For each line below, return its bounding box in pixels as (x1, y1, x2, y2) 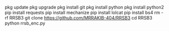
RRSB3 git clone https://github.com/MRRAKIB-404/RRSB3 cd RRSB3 (9, 15, 153, 20)
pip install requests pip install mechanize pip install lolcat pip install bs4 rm (5, 9, 160, 15)
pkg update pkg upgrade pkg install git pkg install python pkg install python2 (5, 4, 164, 10)
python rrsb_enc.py (5, 20, 46, 26)
